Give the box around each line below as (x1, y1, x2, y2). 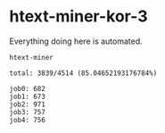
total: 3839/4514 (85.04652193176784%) (9, 69, 158, 78)
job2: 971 (9, 100, 46, 109)
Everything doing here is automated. (9, 36, 143, 46)
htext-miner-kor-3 (9, 6, 148, 27)
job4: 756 (9, 115, 46, 124)
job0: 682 (9, 84, 46, 93)
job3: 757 (9, 107, 46, 117)
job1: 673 (9, 92, 46, 101)
